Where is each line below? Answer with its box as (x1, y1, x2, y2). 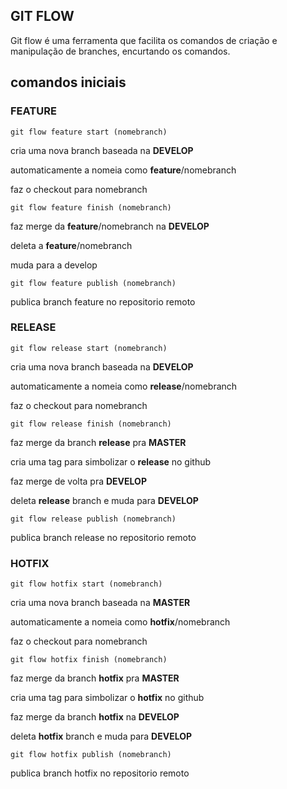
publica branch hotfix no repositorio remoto (10, 767, 190, 779)
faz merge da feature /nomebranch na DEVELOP (10, 220, 210, 232)
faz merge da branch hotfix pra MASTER (10, 672, 180, 684)
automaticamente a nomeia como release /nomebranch (10, 380, 238, 392)
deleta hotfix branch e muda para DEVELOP (10, 730, 193, 743)
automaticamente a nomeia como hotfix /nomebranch (10, 616, 231, 628)
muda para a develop (10, 259, 98, 271)
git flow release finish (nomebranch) (10, 419, 172, 429)
